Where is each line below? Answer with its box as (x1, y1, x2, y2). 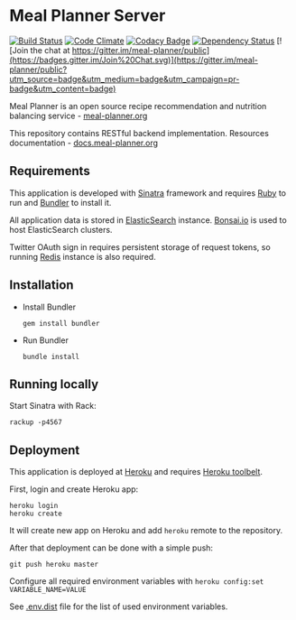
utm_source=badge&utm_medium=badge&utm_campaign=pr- (9, 73, 240, 84)
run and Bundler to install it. (9, 197, 112, 208)
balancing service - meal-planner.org (9, 110, 148, 121)
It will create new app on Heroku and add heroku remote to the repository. (9, 525, 282, 536)
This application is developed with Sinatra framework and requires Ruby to (9, 187, 287, 199)
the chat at (30, 44, 70, 55)
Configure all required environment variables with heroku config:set (9, 576, 264, 587)
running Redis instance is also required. (9, 251, 156, 262)
